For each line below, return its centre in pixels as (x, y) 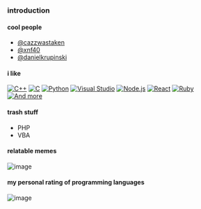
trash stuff (23, 112)
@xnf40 (29, 50)
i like (14, 73)
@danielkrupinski (42, 57)
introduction (29, 10)
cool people (25, 27)
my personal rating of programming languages (76, 183)
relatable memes (32, 151)
